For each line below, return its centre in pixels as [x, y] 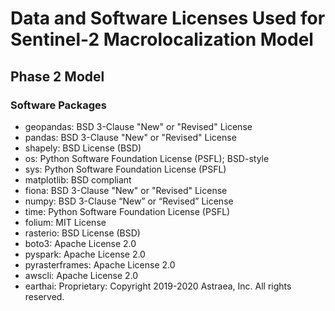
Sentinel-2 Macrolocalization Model [162, 39]
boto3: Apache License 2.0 [80, 243]
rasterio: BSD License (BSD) [82, 233]
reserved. [44, 296]
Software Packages [58, 105]
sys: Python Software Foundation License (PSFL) [125, 169]
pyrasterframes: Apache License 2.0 [100, 264]
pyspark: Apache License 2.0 [85, 254]
